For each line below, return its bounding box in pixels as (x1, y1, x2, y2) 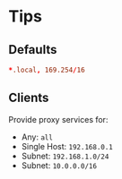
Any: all (21, 132, 53, 142)
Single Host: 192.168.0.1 (21, 141, 114, 151)
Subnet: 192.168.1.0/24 (21, 150, 109, 161)
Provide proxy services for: (8, 114, 109, 124)
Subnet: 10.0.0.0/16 (21, 159, 98, 171)
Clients (8, 90, 49, 106)
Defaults (8, 42, 57, 57)
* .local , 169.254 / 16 (8, 65, 86, 74)
